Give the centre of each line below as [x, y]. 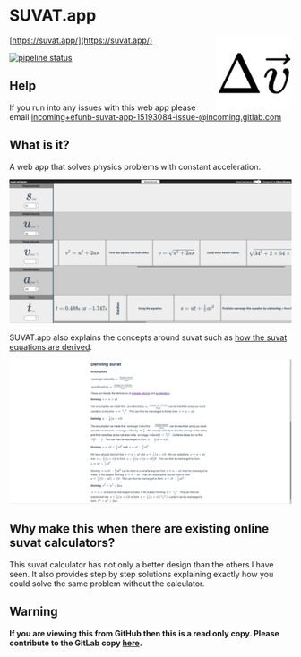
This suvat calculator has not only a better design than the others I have [142, 564]
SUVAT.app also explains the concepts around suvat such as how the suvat [148, 337]
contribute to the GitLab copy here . [76, 643]
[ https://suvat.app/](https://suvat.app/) [81, 40]
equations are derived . [51, 347]
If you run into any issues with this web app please [103, 107]
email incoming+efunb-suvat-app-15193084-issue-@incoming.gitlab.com [146, 116]
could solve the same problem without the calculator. [107, 584]
